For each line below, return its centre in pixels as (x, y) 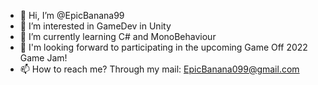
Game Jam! (43, 58)
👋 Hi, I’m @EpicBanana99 (72, 15)
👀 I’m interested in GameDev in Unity (95, 26)
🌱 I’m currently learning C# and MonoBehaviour (118, 36)
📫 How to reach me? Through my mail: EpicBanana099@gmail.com (159, 69)
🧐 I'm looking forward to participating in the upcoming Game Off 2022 (163, 47)
